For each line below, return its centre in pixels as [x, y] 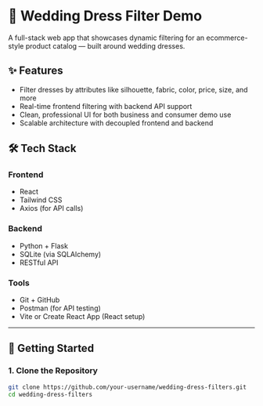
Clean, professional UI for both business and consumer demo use [125, 114]
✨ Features [36, 71]
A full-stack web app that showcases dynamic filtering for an [106, 38]
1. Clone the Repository [53, 371]
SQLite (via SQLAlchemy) [60, 254]
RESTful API [39, 263]
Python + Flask [44, 245]
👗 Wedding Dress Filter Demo [105, 16]
